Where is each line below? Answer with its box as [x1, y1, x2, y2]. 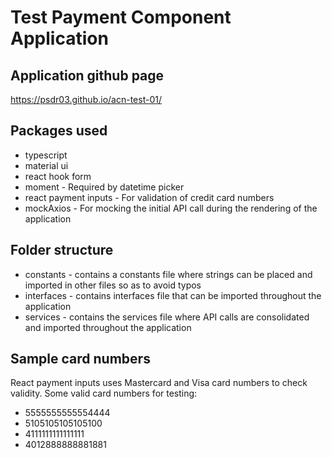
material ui [24, 159, 69, 171]
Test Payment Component [10, 6, 232, 29]
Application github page [10, 67, 165, 84]
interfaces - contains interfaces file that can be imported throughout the [24, 289, 322, 301]
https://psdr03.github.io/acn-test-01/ [10, 94, 162, 105]
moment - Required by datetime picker [24, 181, 185, 193]
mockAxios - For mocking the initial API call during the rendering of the [24, 202, 318, 214]
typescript [24, 149, 68, 161]
